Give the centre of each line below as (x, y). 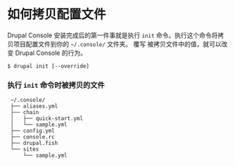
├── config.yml (32, 131)
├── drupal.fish (34, 143)
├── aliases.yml (34, 106)
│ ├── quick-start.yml (46, 119)
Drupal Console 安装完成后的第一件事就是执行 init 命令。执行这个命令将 (113, 35)
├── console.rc (32, 137)
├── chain (25, 113)
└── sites (25, 149)
